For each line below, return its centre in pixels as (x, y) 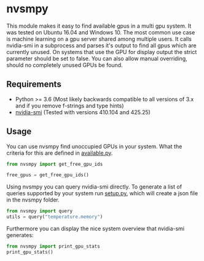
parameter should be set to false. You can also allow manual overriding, (97, 58)
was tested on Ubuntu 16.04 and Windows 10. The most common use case (101, 32)
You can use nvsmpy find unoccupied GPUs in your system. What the (94, 146)
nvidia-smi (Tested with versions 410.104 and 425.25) (83, 112)
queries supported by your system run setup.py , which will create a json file (102, 193)
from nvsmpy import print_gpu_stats (53, 247)
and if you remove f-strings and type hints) (69, 106)
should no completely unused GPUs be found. (65, 65)
